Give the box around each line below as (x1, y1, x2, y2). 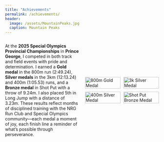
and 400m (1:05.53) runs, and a (5, 79, 68, 86)
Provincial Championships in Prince (5, 48, 79, 54)
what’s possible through (5, 126, 53, 132)
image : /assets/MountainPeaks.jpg (9, 21, 80, 26)
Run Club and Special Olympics (5, 111, 68, 117)
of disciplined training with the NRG (5, 106, 77, 112)
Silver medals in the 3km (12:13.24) (5, 74, 77, 80)
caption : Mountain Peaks (9, 25, 60, 30)
